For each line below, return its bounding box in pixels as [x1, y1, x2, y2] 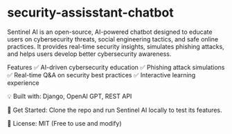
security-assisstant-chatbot [7, 5, 175, 21]
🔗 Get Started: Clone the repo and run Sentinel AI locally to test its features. [7, 106, 223, 114]
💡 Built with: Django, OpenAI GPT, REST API [7, 92, 132, 100]
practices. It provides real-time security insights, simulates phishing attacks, [7, 42, 225, 50]
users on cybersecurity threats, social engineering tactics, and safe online [7, 35, 219, 43]
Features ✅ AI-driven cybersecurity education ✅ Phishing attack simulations [7, 63, 225, 71]
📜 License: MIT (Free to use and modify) [7, 119, 122, 127]
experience [7, 78, 39, 87]
